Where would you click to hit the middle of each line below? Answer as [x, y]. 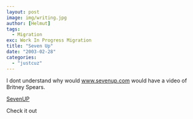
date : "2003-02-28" [31, 52]
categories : [21, 57]
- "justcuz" [27, 63]
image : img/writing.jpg [37, 18]
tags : [13, 29]
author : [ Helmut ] [28, 23]
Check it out [22, 110]
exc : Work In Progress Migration [49, 40]
